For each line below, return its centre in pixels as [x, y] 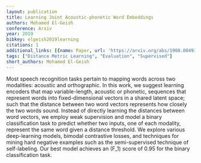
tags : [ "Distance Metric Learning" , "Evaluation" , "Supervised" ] [89, 56]
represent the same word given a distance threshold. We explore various [96, 130]
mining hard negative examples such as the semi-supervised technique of [98, 142]
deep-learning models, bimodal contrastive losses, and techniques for [93, 136]
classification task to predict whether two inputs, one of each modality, [94, 123]
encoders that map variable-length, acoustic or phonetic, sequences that [96, 91]
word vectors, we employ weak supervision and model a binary [84, 116]
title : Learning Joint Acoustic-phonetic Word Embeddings [80, 17]
